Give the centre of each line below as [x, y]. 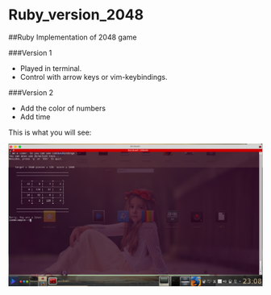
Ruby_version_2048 [76, 15]
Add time [35, 116]
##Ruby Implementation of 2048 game [73, 37]
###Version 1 [30, 52]
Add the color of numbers [63, 108]
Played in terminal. [51, 68]
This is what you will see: [50, 132]
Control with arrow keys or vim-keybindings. [94, 77]
